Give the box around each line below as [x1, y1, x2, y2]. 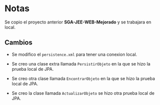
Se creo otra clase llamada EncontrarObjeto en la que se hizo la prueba [11, 75, 155, 81]
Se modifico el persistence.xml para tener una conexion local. [11, 51, 137, 57]
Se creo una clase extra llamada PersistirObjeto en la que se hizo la [11, 61, 151, 66]
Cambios [4, 39, 33, 47]
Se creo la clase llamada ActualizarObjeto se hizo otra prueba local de [11, 90, 155, 96]
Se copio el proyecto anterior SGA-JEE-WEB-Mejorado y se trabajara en [4, 19, 152, 25]
